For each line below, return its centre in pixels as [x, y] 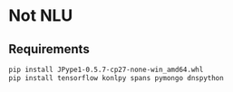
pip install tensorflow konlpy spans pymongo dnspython [116, 78]
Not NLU [41, 16]
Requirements [49, 49]
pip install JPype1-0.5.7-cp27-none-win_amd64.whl [106, 69]
